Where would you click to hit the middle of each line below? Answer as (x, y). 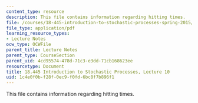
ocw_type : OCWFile (29, 45)
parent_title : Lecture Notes (42, 50)
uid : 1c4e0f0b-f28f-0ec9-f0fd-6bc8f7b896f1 (60, 77)
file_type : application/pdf (41, 28)
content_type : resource (35, 11)
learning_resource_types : (38, 34)
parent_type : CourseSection (41, 55)
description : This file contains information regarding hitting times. (96, 17)
